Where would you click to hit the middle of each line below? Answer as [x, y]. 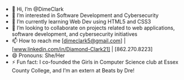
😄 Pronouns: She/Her [38, 55]
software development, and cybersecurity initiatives [74, 34]
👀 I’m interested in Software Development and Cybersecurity [85, 15]
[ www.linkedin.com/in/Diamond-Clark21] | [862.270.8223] [82, 49]
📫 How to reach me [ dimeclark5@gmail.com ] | [68, 41]
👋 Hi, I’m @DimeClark [38, 9]
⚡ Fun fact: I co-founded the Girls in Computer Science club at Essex [95, 62]
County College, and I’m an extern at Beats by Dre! [73, 70]
